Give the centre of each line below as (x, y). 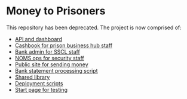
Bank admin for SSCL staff (47, 51)
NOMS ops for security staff (50, 58)
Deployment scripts (39, 83)
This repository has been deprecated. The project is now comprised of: (94, 27)
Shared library (32, 77)
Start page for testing (41, 89)
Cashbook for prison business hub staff (63, 45)
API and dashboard (39, 39)
